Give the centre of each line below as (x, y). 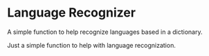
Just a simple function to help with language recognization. (92, 45)
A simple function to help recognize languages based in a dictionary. (105, 32)
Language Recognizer (72, 13)
